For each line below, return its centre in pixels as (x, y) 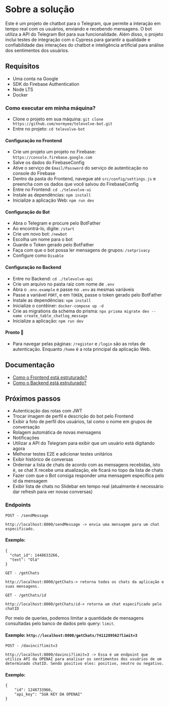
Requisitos (22, 66)
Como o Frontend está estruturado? (50, 377)
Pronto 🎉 (14, 332)
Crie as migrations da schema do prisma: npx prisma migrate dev (81, 311)
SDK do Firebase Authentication (46, 84)
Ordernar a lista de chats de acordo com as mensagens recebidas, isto (86, 465)
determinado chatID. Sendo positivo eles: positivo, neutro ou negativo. (85, 664)
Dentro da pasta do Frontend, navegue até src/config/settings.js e (84, 179)
